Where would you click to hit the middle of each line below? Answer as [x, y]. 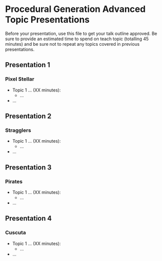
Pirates [14, 181]
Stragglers [18, 130]
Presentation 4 [28, 218]
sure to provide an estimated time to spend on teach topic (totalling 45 [77, 39]
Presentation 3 [28, 167]
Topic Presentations [48, 20]
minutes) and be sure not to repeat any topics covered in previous [72, 44]
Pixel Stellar [20, 79]
